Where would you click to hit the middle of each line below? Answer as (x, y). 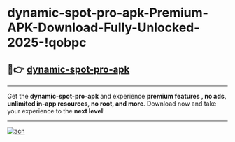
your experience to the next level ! (56, 111)
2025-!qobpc (47, 43)
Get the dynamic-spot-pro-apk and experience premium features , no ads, (117, 96)
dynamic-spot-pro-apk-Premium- (108, 13)
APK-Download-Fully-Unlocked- (104, 28)
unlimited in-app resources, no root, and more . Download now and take (112, 104)
